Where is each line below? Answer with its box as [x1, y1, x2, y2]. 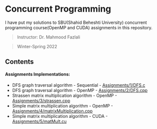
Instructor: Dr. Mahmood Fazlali [17, 34, 80, 40]
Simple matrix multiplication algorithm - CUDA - [12, 113, 108, 119]
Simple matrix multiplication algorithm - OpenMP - [12, 103, 113, 109]
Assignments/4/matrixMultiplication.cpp [12, 108, 93, 114]
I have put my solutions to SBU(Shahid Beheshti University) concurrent [5, 19, 147, 25]
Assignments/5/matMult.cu [12, 118, 67, 124]
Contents [5, 57, 34, 66]
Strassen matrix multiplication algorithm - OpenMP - [12, 92, 117, 98]
